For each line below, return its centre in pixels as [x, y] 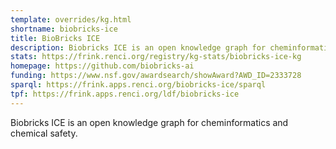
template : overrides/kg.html [71, 19]
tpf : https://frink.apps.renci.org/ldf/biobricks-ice [125, 94]
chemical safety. [44, 133]
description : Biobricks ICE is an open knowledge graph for [138, 47]
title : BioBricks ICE [55, 38]
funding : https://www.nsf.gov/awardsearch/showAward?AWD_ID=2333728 [156, 76]
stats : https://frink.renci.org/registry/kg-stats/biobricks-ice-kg [156, 57]
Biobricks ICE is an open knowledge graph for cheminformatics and [149, 122]
